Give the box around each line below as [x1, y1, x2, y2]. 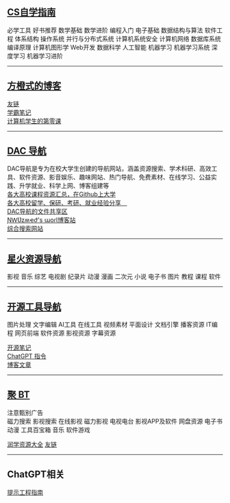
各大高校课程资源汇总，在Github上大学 [7, 191, 116, 199]
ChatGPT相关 [7, 469, 65, 480]
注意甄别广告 [7, 408, 43, 417]
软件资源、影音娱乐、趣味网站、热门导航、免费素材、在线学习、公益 [18, 173, 211, 182]
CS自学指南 [7, 6, 56, 19]
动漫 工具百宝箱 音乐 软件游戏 [7, 426, 90, 434]
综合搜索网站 [7, 225, 43, 233]
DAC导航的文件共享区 [7, 208, 68, 216]
